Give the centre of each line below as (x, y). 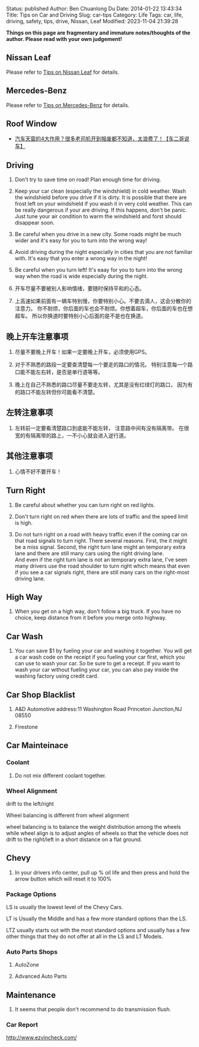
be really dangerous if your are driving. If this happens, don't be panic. (101, 210)
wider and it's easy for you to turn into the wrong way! (81, 241)
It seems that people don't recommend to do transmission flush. (93, 1010)
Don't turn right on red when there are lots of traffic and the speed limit (101, 516)
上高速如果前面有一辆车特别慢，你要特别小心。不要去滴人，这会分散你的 (103, 301)
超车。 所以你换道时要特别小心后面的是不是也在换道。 (80, 316)
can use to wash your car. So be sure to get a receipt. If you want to (97, 664)
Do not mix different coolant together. (60, 775)
